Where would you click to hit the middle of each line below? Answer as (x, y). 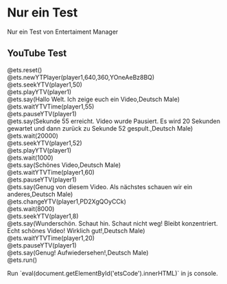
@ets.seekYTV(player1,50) (45, 85)
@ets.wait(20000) (33, 135)
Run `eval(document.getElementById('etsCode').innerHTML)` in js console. (112, 273)
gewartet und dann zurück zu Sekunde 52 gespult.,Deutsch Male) (100, 128)
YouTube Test (37, 53)
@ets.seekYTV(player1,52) (45, 143)
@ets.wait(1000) (30, 157)
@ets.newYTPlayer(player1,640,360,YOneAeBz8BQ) (81, 77)
